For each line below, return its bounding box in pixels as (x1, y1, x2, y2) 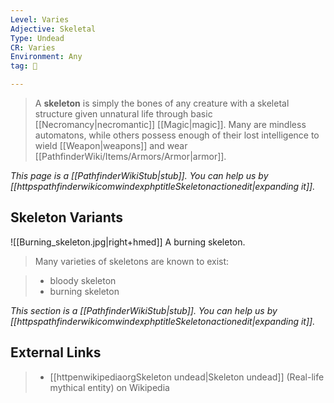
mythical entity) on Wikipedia (49, 381, 170, 393)
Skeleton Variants (10, 209, 124, 226)
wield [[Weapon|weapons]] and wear (34, 140, 188, 151)
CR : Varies (10, 42, 56, 53)
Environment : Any (10, 52, 83, 62)
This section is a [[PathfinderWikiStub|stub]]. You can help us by (10, 304, 278, 316)
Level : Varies (10, 14, 70, 25)
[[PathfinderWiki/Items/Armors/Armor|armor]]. (34, 151, 227, 162)
